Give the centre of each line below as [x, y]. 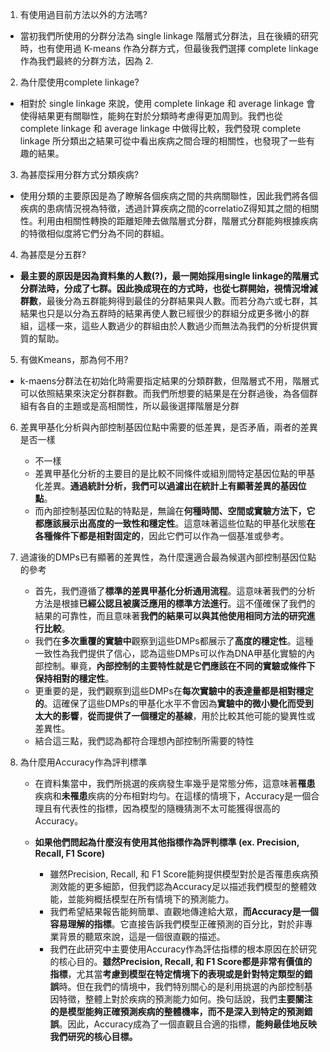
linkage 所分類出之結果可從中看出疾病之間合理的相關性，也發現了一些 [163, 141]
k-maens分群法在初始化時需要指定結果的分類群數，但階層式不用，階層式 [169, 381]
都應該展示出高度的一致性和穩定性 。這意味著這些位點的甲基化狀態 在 [175, 523]
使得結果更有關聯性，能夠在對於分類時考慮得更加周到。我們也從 [151, 116]
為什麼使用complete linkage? [79, 82]
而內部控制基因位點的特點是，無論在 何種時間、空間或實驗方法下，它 [175, 511]
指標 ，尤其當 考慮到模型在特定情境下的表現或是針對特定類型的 [177, 974]
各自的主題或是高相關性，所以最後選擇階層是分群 [138, 406]
